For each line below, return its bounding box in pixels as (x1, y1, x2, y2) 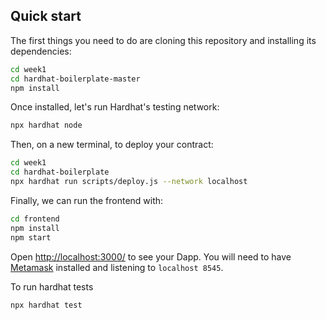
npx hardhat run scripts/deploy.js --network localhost (10, 177, 248, 187)
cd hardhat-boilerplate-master (10, 74, 141, 84)
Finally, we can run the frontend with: (10, 194, 164, 206)
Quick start (10, 8, 82, 25)
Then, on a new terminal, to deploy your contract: (10, 139, 214, 151)
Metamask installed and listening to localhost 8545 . (10, 261, 224, 273)
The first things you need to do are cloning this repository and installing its (10, 34, 317, 46)
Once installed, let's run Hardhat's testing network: (10, 101, 220, 113)
